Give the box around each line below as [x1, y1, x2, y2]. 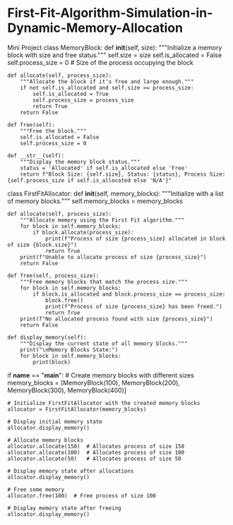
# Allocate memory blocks [7, 436, 83, 444]
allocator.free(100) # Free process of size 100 [7, 492, 157, 499]
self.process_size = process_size [32, 97, 134, 104]
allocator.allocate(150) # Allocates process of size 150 [7, 442, 185, 449]
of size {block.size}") [7, 241, 78, 248]
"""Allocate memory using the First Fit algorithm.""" [20, 217, 185, 224]
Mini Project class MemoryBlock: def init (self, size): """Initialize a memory [7, 43, 222, 52]
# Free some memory [7, 485, 65, 493]
